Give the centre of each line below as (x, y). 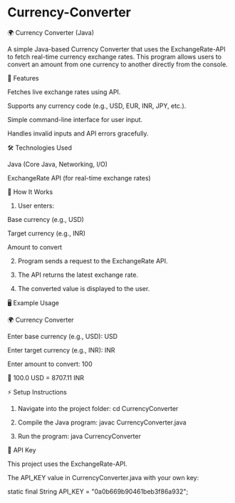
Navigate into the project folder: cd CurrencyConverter (98, 408)
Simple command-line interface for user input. (75, 119)
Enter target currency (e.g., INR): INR (61, 350)
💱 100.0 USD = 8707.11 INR (46, 377)
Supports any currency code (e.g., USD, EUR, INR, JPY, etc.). (97, 106)
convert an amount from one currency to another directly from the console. (117, 64)
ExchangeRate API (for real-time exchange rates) (79, 178)
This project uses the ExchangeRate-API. (67, 464)
